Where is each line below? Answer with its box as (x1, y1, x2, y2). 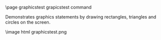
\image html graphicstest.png (5, 29, 67, 34)
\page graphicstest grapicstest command (5, 4, 92, 10)
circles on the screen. (5, 19, 51, 25)
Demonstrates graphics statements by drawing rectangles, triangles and (5, 14, 156, 19)
